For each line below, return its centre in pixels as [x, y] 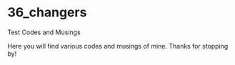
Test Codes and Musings [44, 32]
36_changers [47, 12]
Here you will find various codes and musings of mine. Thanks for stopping [118, 46]
